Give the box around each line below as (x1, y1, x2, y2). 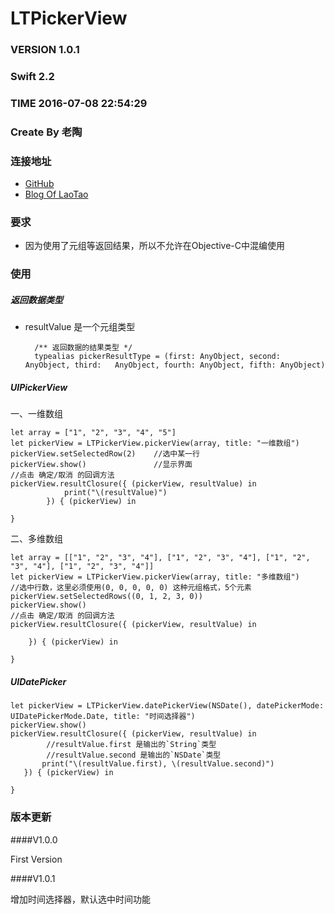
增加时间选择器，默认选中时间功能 (10, 893, 151, 905)
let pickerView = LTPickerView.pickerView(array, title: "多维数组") (10, 572, 300, 582)
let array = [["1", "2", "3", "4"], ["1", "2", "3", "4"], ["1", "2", (10, 553, 311, 563)
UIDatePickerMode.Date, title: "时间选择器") (10, 712, 196, 722)
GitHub (24, 178, 55, 190)
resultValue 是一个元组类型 (24, 321, 136, 333)
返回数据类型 (10, 293, 63, 306)
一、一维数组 (10, 408, 63, 420)
